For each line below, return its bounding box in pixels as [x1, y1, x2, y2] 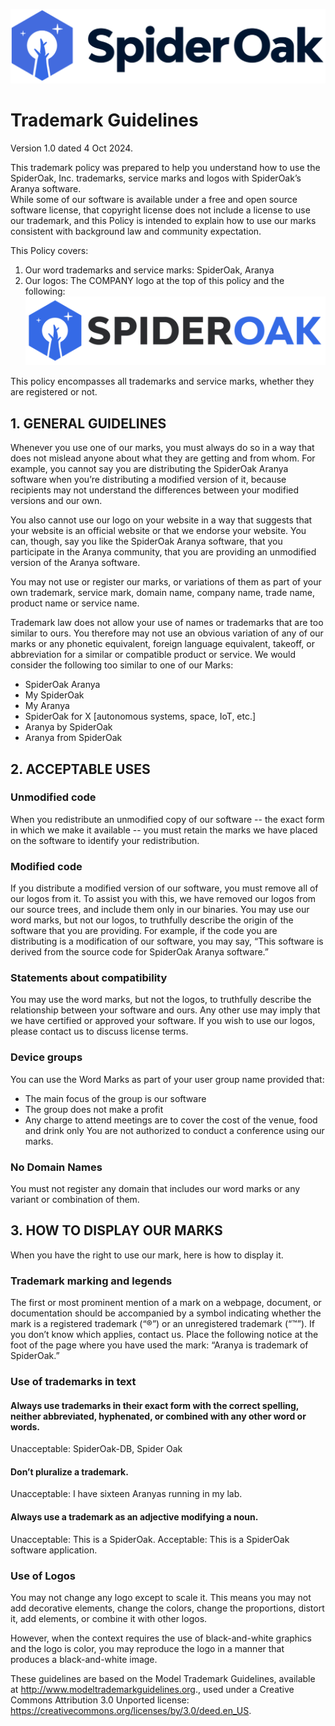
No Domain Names [10, 1160, 103, 1174]
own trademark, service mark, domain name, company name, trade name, [10, 587, 316, 599]
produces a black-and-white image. [10, 1653, 158, 1665]
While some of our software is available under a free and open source [10, 193, 298, 205]
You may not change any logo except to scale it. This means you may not [10, 1591, 312, 1603]
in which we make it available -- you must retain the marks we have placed [10, 824, 318, 836]
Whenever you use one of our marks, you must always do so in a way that [10, 442, 315, 454]
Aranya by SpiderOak [24, 721, 113, 733]
